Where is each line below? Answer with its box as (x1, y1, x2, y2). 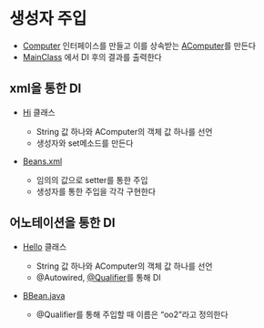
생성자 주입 (9, 8, 87, 29)
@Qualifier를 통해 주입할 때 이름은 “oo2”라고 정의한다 (36, 309, 229, 320)
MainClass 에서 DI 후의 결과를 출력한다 (22, 51, 162, 62)
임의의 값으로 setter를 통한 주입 (36, 174, 148, 185)
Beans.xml (22, 156, 63, 167)
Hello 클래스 (22, 241, 67, 251)
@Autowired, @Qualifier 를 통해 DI (36, 272, 161, 282)
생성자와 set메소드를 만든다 (36, 138, 134, 149)
